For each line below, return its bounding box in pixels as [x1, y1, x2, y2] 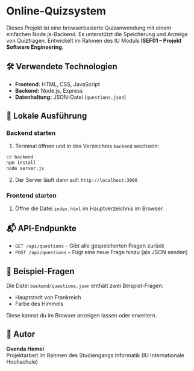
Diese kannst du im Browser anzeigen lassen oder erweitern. [6, 311, 157, 319]
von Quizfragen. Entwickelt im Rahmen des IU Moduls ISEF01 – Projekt [6, 37, 182, 44]
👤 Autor [6, 329, 36, 340]
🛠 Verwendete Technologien [6, 61, 117, 72]
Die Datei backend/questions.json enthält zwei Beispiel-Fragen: [6, 282, 164, 289]
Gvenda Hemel [6, 345, 44, 352]
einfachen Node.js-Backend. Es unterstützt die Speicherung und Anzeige [6, 30, 188, 37]
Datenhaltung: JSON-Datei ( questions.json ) [14, 93, 127, 101]
